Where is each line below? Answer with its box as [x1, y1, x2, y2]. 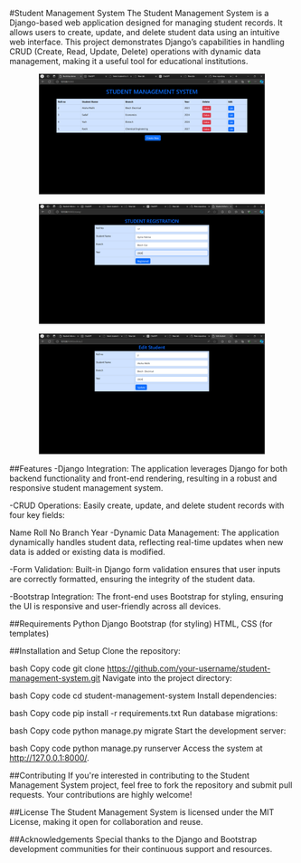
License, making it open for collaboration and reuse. [9, 816, 203, 827]
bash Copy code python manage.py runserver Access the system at [9, 743, 264, 753]
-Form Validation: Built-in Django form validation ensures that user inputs [9, 563, 281, 574]
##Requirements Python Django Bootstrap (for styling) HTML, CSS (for [9, 618, 273, 628]
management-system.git [9, 672, 101, 683]
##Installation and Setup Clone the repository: [9, 645, 181, 656]
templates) [9, 628, 50, 638]
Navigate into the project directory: [102, 672, 232, 683]
